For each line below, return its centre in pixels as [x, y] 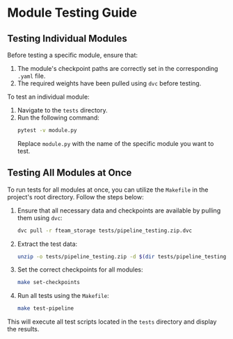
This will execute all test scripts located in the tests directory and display [112, 322]
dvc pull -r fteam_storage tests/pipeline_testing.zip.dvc [105, 231]
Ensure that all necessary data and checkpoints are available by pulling [119, 210]
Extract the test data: [47, 244]
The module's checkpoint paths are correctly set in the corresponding [118, 68]
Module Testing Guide [72, 13]
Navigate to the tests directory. [62, 110]
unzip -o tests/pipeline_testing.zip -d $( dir [86, 256]
